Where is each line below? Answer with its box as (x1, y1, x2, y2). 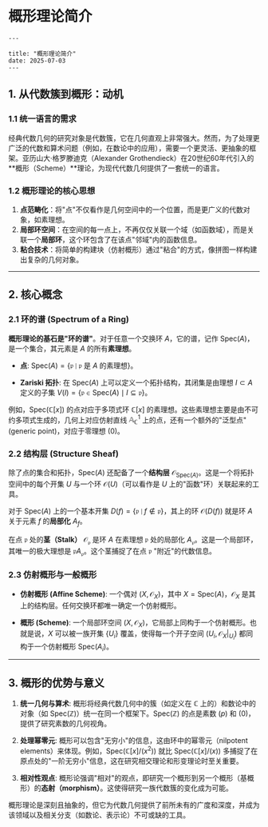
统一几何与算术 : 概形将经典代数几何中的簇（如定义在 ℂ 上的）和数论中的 (19, 699, 257, 709)
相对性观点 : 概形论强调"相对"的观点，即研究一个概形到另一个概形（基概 (19, 773, 254, 782)
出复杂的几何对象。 (19, 254, 84, 264)
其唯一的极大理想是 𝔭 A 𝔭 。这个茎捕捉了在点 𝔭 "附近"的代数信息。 (8, 545, 217, 557)
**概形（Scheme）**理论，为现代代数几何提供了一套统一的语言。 (8, 163, 224, 173)
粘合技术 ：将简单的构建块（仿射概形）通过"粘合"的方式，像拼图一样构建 (19, 245, 258, 254)
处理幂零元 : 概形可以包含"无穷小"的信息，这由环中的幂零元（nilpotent (19, 736, 249, 745)
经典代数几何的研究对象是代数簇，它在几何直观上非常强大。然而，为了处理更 (8, 133, 260, 142)
